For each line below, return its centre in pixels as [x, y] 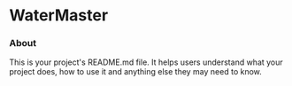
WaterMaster [59, 16]
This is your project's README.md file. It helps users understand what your [146, 62]
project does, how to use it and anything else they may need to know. [136, 72]
